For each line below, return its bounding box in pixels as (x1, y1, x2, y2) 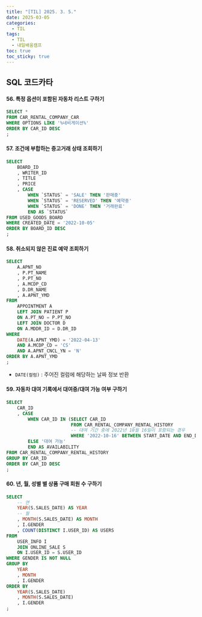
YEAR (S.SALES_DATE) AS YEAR (17, 505, 87, 511)
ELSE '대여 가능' (28, 439, 66, 445)
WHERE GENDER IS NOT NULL (6, 555, 71, 562)
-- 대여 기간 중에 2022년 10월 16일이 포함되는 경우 (70, 427, 185, 433)
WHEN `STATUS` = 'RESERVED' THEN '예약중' (28, 198, 132, 204)
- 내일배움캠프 (11, 43, 42, 49)
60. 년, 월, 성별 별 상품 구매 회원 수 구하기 (6, 480, 102, 487)
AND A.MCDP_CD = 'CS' (17, 342, 71, 348)
